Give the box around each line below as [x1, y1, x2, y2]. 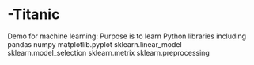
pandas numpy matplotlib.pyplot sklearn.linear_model [7, 39, 183, 49]
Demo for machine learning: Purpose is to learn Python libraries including [7, 31, 247, 41]
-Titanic [7, 5, 60, 23]
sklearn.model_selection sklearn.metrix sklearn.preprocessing [7, 48, 210, 57]
